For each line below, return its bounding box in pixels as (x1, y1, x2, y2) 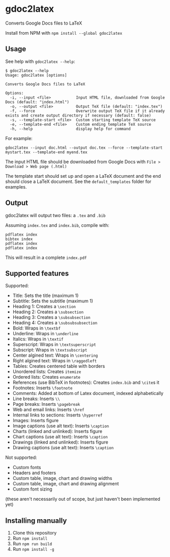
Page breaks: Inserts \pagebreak (12, 401, 80, 407)
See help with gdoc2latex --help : (5, 58, 75, 64)
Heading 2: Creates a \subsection (12, 309, 84, 315)
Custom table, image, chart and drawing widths (12, 475, 112, 481)
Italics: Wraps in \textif (12, 336, 64, 342)
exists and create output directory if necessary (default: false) (5, 113, 152, 118)
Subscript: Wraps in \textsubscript (12, 347, 88, 353)
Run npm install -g (12, 546, 54, 552)
